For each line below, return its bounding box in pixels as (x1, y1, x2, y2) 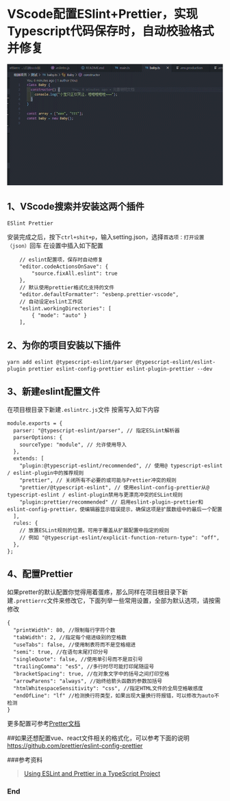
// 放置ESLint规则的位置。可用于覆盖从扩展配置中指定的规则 (19, 527, 170, 534)
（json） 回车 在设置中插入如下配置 (7, 241, 104, 250)
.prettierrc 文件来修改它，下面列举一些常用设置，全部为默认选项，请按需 (13, 596, 221, 604)
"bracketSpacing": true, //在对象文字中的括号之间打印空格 (13, 670, 170, 677)
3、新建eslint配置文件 (7, 386, 101, 397)
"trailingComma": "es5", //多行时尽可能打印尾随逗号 (13, 663, 155, 670)
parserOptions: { (13, 434, 63, 441)
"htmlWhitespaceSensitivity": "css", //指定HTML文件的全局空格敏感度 (13, 685, 203, 692)
